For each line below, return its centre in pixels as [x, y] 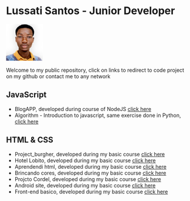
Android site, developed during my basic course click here [85, 185]
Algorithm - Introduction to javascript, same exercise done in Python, [98, 115]
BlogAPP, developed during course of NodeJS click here [83, 109]
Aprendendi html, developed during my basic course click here [91, 166]
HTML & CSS [30, 140]
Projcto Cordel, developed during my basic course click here [88, 179]
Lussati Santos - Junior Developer [91, 11]
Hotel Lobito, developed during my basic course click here [85, 160]
